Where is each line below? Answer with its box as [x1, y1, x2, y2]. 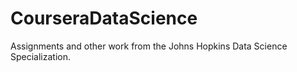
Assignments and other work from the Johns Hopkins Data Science [10, 40, 288, 52]
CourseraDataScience [10, 7, 198, 30]
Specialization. [10, 50, 72, 62]
